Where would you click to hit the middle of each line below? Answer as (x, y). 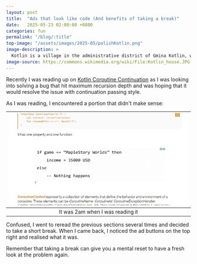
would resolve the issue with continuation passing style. (74, 92)
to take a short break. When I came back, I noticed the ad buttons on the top (98, 231)
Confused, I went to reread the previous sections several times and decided (98, 225)
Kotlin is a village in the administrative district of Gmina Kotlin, (99, 56)
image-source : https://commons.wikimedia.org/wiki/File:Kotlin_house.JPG (98, 62)
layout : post (22, 12)
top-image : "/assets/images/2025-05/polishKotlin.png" (74, 43)
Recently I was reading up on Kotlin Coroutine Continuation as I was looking (97, 79)
